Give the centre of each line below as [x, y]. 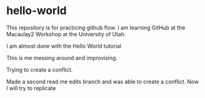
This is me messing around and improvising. [62, 58]
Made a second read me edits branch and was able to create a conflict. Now [102, 81]
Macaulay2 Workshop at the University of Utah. [66, 34]
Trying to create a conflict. [40, 70]
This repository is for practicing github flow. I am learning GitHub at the [96, 28]
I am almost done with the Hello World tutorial [64, 46]
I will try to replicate [31, 88]
